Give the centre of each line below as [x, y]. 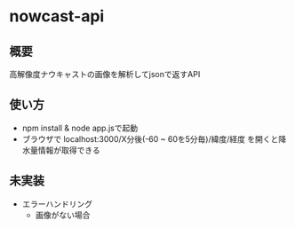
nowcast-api [57, 16]
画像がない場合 [63, 215]
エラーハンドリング [57, 204]
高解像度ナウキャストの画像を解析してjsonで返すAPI [105, 74]
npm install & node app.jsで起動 [80, 128]
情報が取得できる [69, 150]
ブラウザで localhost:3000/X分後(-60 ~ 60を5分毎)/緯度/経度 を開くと [150, 138]
